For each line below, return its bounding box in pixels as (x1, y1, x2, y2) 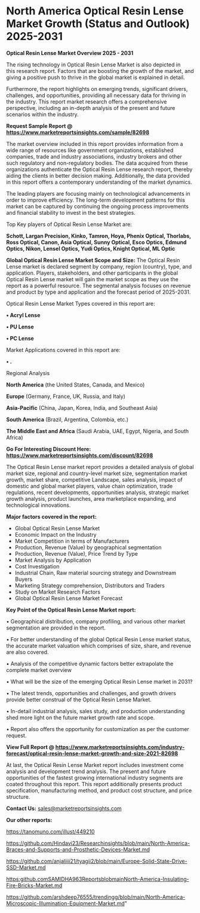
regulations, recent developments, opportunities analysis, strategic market (6, 489, 189, 496)
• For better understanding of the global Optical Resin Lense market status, (6, 635, 191, 643)
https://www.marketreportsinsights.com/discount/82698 (6, 452, 153, 459)
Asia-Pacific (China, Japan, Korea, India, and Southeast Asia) (6, 404, 158, 411)
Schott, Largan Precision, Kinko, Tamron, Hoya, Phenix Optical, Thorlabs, (6, 232, 191, 239)
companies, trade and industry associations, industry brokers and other (6, 153, 182, 160)
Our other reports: (6, 816, 53, 823)
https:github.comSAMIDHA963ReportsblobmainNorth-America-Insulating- (6, 875, 189, 882)
